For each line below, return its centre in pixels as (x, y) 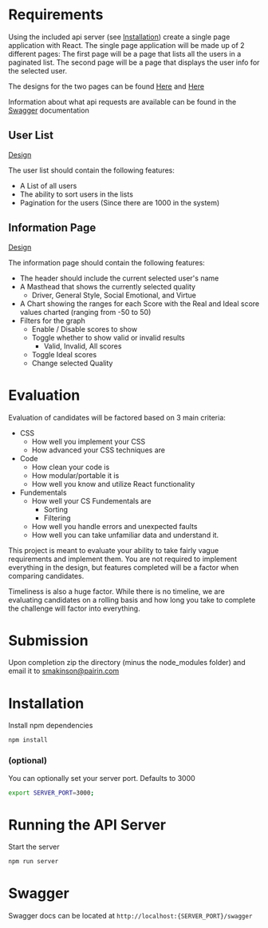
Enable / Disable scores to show (85, 329)
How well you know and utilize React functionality (113, 484)
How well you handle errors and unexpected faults (114, 526)
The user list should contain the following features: (92, 170)
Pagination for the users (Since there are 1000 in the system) (120, 202)
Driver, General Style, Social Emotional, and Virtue (114, 295)
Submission (49, 640)
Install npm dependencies (51, 726)
